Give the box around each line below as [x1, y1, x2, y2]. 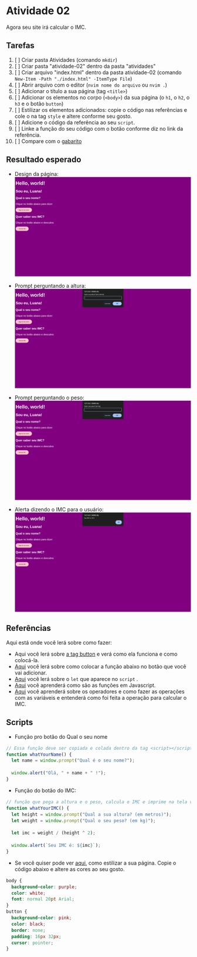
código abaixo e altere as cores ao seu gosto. [14, 865, 125, 872]
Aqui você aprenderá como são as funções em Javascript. [14, 682, 156, 689]
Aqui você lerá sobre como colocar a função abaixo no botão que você [14, 663, 186, 670]
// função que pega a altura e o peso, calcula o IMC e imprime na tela [6, 799, 188, 805]
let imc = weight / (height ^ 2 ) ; [11, 830, 96, 836]
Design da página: [14, 170, 59, 177]
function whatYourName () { [6, 752, 72, 757]
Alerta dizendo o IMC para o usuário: [14, 506, 104, 513]
